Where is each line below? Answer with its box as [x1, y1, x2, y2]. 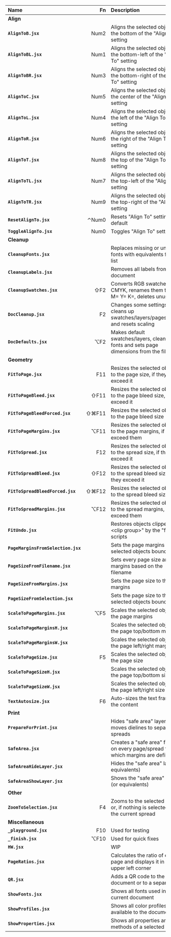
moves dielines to [110, 724, 153, 731]
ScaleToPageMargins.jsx [8, 611, 66, 616]
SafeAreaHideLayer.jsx [8, 764, 63, 769]
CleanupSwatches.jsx [8, 287, 58, 293]
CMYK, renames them [110, 287, 163, 293]
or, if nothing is [110, 804, 147, 811]
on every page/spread [110, 745, 164, 752]
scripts [110, 533, 127, 540]
